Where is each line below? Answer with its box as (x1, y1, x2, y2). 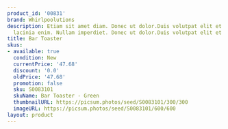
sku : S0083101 (13, 86, 53, 93)
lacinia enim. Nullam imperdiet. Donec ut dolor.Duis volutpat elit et (13, 29, 223, 36)
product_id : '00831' (7, 10, 66, 17)
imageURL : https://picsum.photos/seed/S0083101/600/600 (13, 105, 176, 112)
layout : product (7, 111, 53, 118)
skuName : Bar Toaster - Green (13, 93, 99, 100)
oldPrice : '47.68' (13, 73, 66, 81)
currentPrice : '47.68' (13, 61, 78, 68)
